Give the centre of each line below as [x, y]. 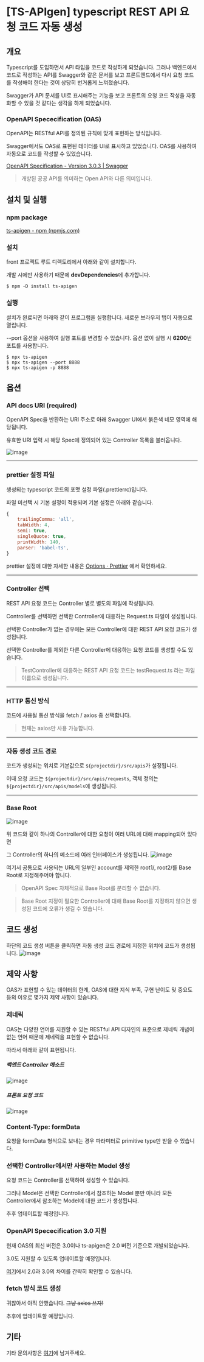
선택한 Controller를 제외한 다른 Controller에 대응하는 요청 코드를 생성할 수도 [97, 649]
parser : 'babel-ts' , [43, 548]
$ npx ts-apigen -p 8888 [38, 368]
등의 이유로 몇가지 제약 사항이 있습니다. [53, 997]
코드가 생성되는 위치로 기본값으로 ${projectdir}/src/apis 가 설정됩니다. [92, 766]
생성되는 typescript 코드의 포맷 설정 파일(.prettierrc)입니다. [77, 489]
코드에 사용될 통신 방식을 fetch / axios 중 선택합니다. [69, 715]
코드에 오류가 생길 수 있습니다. [68, 908]
